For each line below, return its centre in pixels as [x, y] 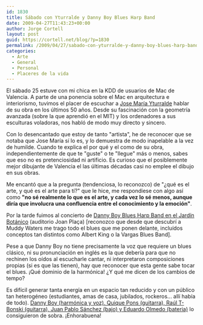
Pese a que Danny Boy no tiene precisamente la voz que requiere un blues [99, 246]
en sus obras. [23, 173]
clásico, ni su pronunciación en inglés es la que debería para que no [91, 253]
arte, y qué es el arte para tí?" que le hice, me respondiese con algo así [95, 191]
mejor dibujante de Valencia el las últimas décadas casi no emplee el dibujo [100, 166]
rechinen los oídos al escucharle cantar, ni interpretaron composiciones [95, 259]
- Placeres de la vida [40, 74]
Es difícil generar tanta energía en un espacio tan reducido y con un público [101, 290]
